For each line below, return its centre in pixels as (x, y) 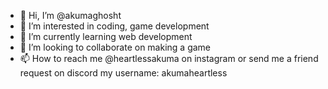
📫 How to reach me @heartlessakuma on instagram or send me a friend (169, 58)
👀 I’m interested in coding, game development (114, 26)
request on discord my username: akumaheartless (123, 73)
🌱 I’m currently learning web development (106, 36)
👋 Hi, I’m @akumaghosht (70, 15)
